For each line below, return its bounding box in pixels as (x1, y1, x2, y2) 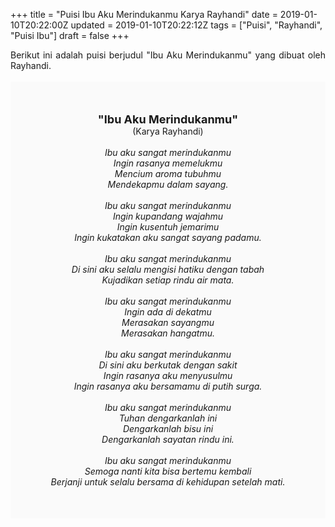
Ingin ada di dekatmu (124, 306, 212, 318)
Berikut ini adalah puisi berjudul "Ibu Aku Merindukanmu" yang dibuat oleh (10, 49, 326, 61)
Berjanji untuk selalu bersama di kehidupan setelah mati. (50, 476, 286, 488)
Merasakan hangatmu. (120, 327, 215, 339)
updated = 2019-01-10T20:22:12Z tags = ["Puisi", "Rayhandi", (70, 19, 323, 31)
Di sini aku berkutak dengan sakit (98, 359, 238, 371)
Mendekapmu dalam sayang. (107, 179, 229, 190)
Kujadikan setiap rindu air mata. (101, 274, 235, 286)
